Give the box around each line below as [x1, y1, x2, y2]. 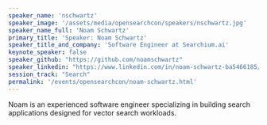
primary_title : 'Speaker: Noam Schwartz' [8, 33, 148, 42]
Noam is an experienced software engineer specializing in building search [8, 100, 250, 109]
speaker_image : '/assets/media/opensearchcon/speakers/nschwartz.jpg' [8, 19, 247, 27]
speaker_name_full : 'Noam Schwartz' [8, 26, 130, 34]
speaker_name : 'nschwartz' [8, 11, 98, 20]
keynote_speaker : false [8, 48, 87, 56]
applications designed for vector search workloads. [8, 108, 177, 117]
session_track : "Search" [8, 70, 91, 78]
